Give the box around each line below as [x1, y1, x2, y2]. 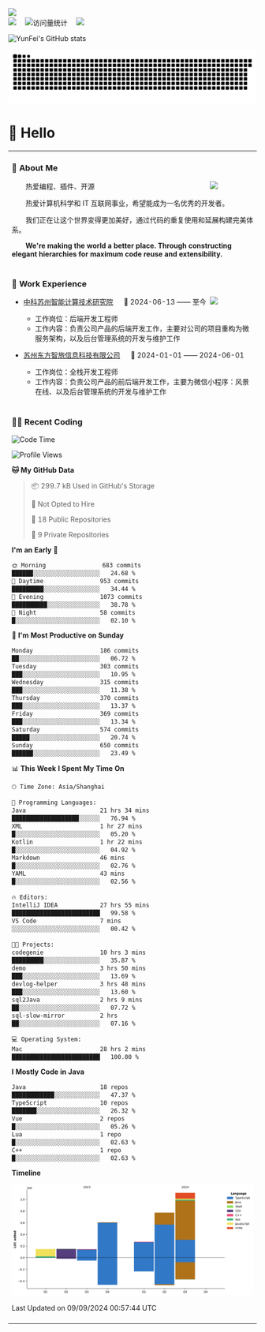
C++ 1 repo [11, 1146, 121, 1154]
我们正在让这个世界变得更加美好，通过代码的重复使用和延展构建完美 [25, 215, 247, 224]
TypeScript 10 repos [11, 1098, 129, 1107]
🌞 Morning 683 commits [11, 561, 142, 569]
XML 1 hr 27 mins [11, 822, 143, 830]
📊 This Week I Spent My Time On [11, 763, 125, 773]
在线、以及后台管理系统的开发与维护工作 [35, 387, 167, 397]
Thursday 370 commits [11, 694, 140, 702]
